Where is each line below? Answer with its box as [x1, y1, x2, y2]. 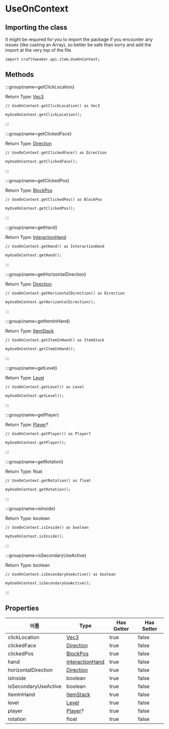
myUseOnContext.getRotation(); [5, 487, 71, 492]
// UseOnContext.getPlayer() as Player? [5, 431, 92, 436]
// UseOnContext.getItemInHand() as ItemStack [5, 338, 105, 343]
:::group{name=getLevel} [5, 365, 58, 371]
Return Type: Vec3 [5, 94, 44, 100]
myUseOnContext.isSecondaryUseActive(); [5, 581, 92, 586]
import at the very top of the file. [5, 47, 72, 53]
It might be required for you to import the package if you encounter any [5, 36, 153, 42]
